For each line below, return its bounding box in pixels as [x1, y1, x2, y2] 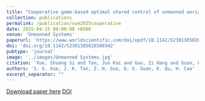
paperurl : [6, 37, 32, 43]
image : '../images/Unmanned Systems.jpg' [6, 54, 113, 60]
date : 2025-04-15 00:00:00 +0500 [6, 26, 92, 32]
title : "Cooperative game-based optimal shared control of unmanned [6, 9, 184, 15]
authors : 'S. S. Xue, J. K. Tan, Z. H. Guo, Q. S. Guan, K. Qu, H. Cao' [6, 65, 195, 72]
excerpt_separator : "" [6, 71, 64, 77]
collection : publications [6, 15, 72, 21]
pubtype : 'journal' [6, 49, 56, 55]
